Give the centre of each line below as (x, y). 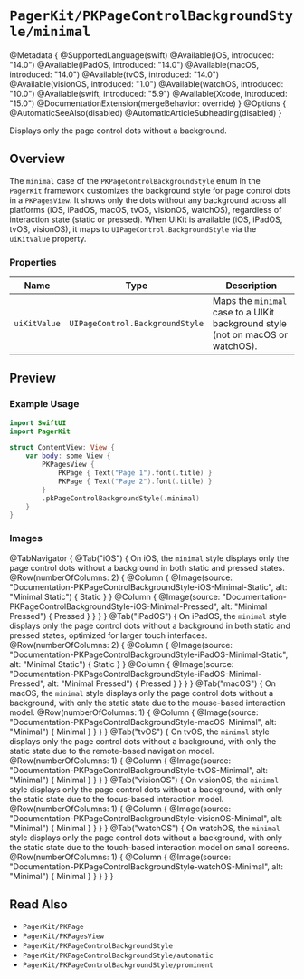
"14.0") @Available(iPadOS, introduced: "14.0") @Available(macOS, (134, 64)
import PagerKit (40, 431)
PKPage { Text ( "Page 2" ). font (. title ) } (135, 481)
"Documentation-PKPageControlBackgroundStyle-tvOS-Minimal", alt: (139, 770)
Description (252, 286)
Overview (38, 159)
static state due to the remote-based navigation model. (112, 751)
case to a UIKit (243, 313)
